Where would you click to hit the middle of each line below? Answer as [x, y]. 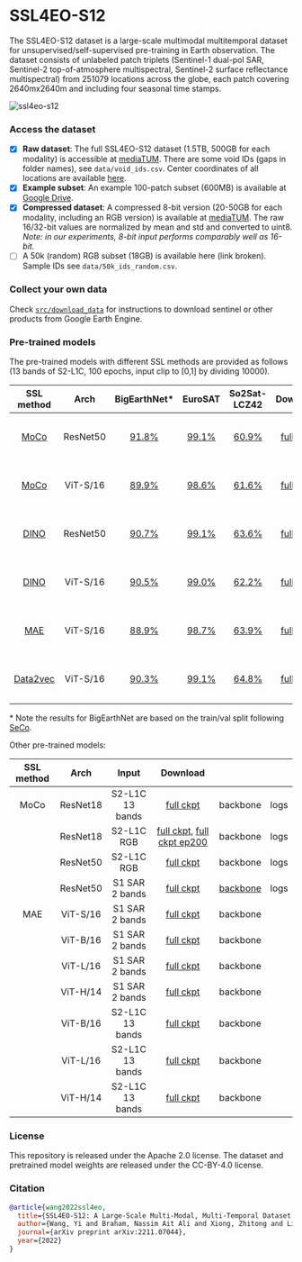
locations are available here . [75, 178]
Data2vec [35, 679]
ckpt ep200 [183, 842]
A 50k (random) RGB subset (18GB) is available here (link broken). [144, 256]
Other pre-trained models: [58, 745]
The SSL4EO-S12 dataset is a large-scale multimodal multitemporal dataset [148, 41]
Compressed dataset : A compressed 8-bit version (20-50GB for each [152, 207]
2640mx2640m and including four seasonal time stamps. [115, 88]
